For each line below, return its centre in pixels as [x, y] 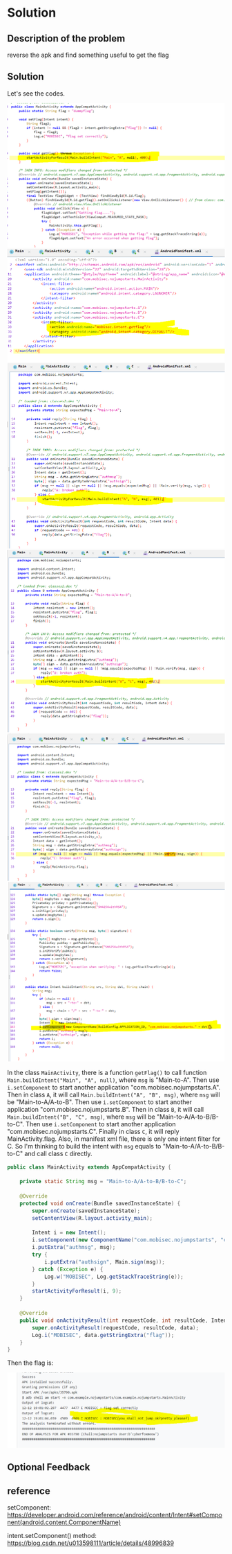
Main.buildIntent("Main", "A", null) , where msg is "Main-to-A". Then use [113, 1080]
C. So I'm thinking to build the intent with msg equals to [84, 1146]
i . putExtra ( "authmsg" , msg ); [74, 1248]
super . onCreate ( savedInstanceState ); [86, 1211]
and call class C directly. [58, 1153]
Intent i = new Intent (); [69, 1233]
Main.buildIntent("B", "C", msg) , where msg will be [81, 1117]
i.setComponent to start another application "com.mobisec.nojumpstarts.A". [114, 1087]
